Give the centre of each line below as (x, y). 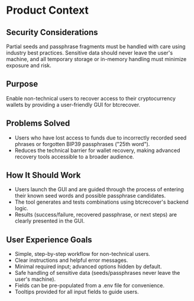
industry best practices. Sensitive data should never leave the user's (90, 53)
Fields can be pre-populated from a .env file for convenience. (89, 286)
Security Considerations (52, 32)
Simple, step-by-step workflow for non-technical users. (83, 254)
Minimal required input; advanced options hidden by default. (88, 267)
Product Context (47, 10)
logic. (21, 208)
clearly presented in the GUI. (50, 221)
